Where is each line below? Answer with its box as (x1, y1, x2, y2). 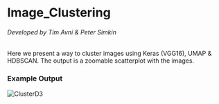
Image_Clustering (7, 5, 111, 21)
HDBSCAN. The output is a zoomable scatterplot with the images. (7, 56, 195, 65)
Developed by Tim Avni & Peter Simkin (7, 28, 116, 36)
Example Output (7, 74, 63, 83)
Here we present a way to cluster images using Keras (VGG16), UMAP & (7, 50, 212, 58)
